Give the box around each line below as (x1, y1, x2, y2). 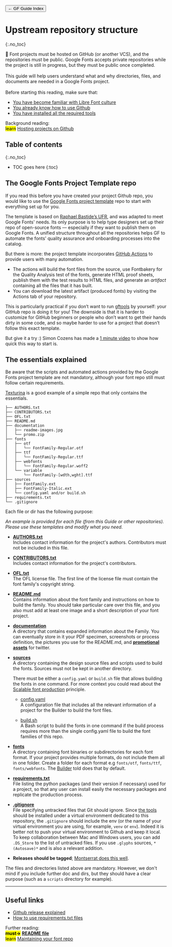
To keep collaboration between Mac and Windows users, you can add (12, 835, 160, 841)
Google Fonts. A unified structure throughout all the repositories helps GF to (5, 230, 165, 236)
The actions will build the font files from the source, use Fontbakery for (12, 266, 163, 272)
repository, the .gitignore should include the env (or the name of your (12, 818, 162, 824)
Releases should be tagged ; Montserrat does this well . (12, 855, 130, 861)
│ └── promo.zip (5, 432, 45, 438)
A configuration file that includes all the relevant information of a (20, 702, 156, 708)
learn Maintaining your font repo (5, 936, 73, 942)
